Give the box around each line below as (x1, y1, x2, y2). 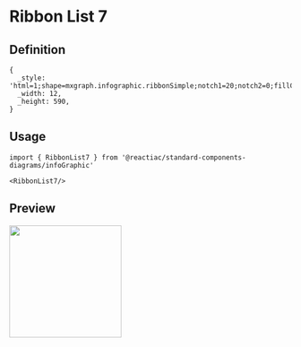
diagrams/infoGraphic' (9, 160, 94, 169)
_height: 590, (17, 97, 70, 106)
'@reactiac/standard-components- (121, 152, 246, 162)
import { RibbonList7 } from (9, 152, 118, 162)
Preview (9, 201, 56, 216)
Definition (9, 42, 65, 57)
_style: (17, 74, 47, 82)
